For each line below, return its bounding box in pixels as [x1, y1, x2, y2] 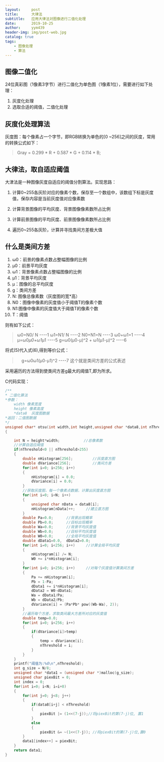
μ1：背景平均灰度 [12, 275, 47, 281]
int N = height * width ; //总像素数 [14, 438, 103, 443]
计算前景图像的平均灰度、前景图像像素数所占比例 [12, 216, 111, 222]
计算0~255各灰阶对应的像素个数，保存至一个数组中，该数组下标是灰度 [12, 189, 154, 195]
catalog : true [5, 35, 34, 40]
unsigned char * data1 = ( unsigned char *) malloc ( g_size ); [14, 670, 134, 675]
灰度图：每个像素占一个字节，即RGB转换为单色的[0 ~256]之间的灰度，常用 [5, 134, 155, 140]
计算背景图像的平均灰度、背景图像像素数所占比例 [12, 206, 111, 212]
